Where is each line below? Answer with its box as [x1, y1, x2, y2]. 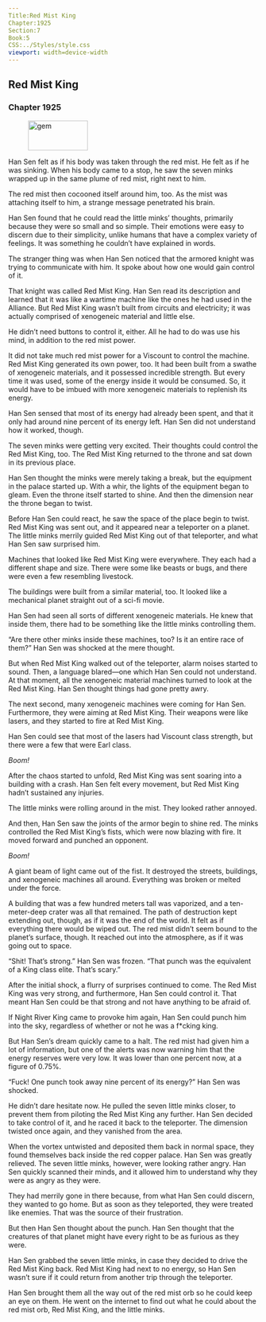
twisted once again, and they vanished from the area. [8, 1126, 183, 1136]
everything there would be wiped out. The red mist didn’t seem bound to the [8, 923, 258, 933]
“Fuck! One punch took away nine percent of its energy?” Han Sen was [8, 1077, 241, 1087]
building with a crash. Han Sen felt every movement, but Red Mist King [8, 779, 240, 788]
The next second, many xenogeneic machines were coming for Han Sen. [8, 699, 246, 709]
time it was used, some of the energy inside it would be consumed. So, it [8, 375, 246, 386]
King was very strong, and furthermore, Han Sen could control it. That [8, 988, 237, 998]
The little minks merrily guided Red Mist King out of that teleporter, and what [8, 531, 258, 540]
